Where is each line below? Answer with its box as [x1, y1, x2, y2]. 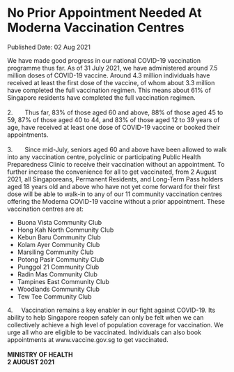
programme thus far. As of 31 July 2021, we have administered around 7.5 [7, 64, 218, 72]
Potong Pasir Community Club [17, 255, 104, 263]
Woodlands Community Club [17, 285, 100, 293]
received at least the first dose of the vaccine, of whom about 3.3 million [7, 78, 215, 87]
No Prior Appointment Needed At [7, 5, 202, 21]
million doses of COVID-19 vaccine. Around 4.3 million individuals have [7, 71, 210, 80]
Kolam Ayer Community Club [17, 240, 100, 248]
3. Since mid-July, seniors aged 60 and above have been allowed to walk [7, 145, 227, 154]
